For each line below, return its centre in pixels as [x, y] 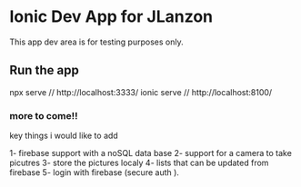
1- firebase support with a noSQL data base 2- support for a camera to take [151, 153]
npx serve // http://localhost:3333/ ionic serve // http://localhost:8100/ [141, 92]
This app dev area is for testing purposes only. [96, 42]
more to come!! [44, 115]
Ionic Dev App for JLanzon [111, 17]
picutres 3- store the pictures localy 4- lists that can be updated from [139, 163]
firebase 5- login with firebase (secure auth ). [95, 172]
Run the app [44, 70]
